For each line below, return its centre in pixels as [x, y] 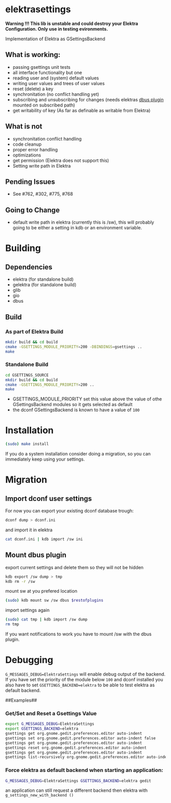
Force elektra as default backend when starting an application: [84, 770]
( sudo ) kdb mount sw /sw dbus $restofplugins [54, 600]
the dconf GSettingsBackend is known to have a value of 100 [76, 410]
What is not [24, 127]
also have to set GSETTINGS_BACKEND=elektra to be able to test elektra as [80, 685]
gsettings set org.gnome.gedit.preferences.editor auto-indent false [81, 738]
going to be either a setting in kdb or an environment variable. [77, 228]
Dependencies [29, 267]
